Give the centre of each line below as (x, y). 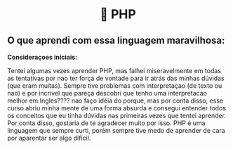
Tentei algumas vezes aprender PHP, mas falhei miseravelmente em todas (114, 71)
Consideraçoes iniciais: (42, 57)
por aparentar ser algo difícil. (49, 138)
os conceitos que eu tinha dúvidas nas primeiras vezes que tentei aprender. (117, 116)
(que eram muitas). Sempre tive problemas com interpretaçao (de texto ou (115, 86)
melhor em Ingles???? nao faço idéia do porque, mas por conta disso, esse (115, 101)
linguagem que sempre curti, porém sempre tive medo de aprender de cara (116, 130)
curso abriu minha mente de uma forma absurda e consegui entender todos (117, 108)
